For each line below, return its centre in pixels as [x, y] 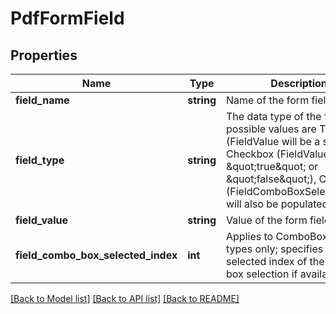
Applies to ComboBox [277, 236]
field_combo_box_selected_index [96, 255]
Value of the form [267, 220]
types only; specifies [275, 249]
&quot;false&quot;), [271, 179]
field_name [42, 100]
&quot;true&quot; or [272, 166]
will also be [252, 204]
